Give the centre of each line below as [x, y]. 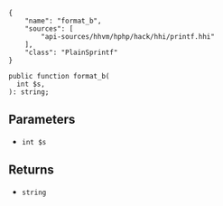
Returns [32, 170]
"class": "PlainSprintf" [71, 52]
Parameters [42, 120]
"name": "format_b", [63, 21]
